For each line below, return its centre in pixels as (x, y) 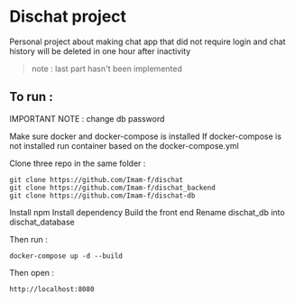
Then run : (28, 239)
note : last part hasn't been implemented (106, 69)
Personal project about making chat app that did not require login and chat (147, 41)
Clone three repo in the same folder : (78, 163)
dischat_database (42, 222)
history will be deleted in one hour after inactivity (100, 50)
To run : (31, 97)
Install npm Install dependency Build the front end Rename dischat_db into (147, 212)
